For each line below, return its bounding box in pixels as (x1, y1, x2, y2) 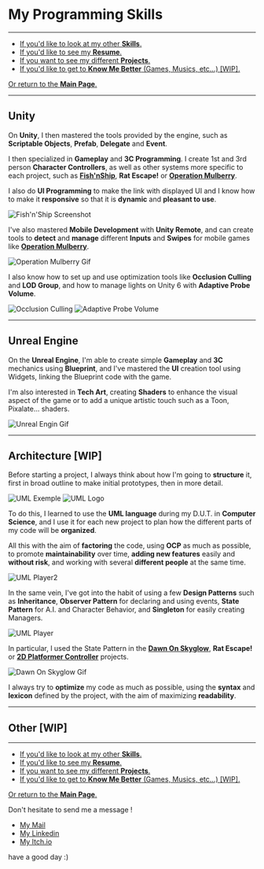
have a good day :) (8, 852, 69, 862)
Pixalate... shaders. (8, 404, 70, 413)
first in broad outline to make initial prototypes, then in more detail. (8, 479, 224, 488)
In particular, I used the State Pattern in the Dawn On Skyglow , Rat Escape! (8, 644, 253, 653)
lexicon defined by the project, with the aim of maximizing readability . (8, 691, 237, 701)
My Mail (19, 820, 46, 830)
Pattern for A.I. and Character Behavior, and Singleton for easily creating (8, 605, 245, 615)
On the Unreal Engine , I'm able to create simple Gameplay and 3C (8, 355, 224, 364)
